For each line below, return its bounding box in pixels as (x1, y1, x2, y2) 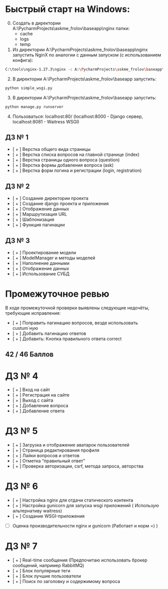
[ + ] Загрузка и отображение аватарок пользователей (12, 442, 130, 448)
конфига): (12, 57, 33, 63)
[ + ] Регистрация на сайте (12, 392, 70, 398)
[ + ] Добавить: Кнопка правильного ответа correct (12, 336, 122, 342)
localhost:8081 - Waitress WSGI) (12, 118, 79, 124)
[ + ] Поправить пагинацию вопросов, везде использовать (12, 320, 138, 326)
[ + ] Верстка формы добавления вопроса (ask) (12, 162, 114, 168)
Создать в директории (12, 20, 61, 26)
